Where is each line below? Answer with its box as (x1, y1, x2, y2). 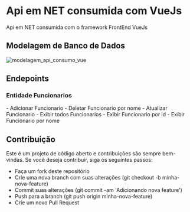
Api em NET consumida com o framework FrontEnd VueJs (6, 24, 148, 31)
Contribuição (6, 134, 56, 144)
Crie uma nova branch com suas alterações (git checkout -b (14, 174, 161, 181)
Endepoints (6, 74, 49, 84)
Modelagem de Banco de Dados (6, 41, 126, 51)
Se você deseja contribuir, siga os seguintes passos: (25, 156, 153, 164)
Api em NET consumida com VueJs (6, 4, 182, 18)
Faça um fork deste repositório (14, 168, 90, 175)
